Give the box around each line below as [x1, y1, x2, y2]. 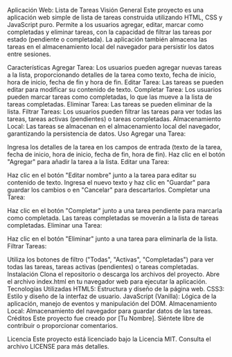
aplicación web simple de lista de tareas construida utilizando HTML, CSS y [7, 13, 223, 21]
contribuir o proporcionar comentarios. [7, 322, 118, 329]
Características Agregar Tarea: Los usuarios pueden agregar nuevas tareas [7, 64, 222, 71]
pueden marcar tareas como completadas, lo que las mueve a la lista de [7, 93, 213, 101]
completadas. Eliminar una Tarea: [7, 221, 102, 229]
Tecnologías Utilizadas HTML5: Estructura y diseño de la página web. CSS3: [7, 285, 225, 293]
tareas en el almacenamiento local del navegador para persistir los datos [7, 43, 215, 51]
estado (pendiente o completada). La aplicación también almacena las [7, 35, 208, 44]
